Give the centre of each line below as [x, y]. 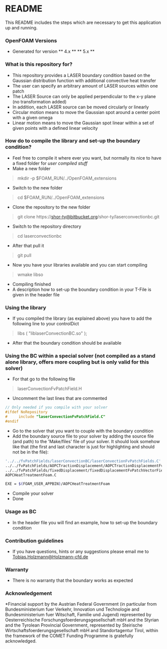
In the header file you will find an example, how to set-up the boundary [85, 522]
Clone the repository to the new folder [51, 207]
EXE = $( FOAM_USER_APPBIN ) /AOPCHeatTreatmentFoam [58, 484]
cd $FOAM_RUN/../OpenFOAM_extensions [61, 197]
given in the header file [36, 294]
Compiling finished [32, 284]
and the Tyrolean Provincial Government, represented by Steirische [74, 625]
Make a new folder [31, 168]
